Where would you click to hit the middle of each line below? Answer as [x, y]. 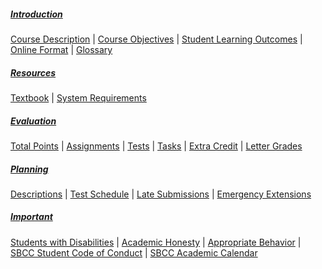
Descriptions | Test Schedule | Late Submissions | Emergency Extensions [161, 194]
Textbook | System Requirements [78, 97]
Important [31, 217]
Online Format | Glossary [61, 49]
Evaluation [33, 121]
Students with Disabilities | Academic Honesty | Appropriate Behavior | [156, 242]
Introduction [36, 14]
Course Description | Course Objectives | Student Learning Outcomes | [156, 39]
